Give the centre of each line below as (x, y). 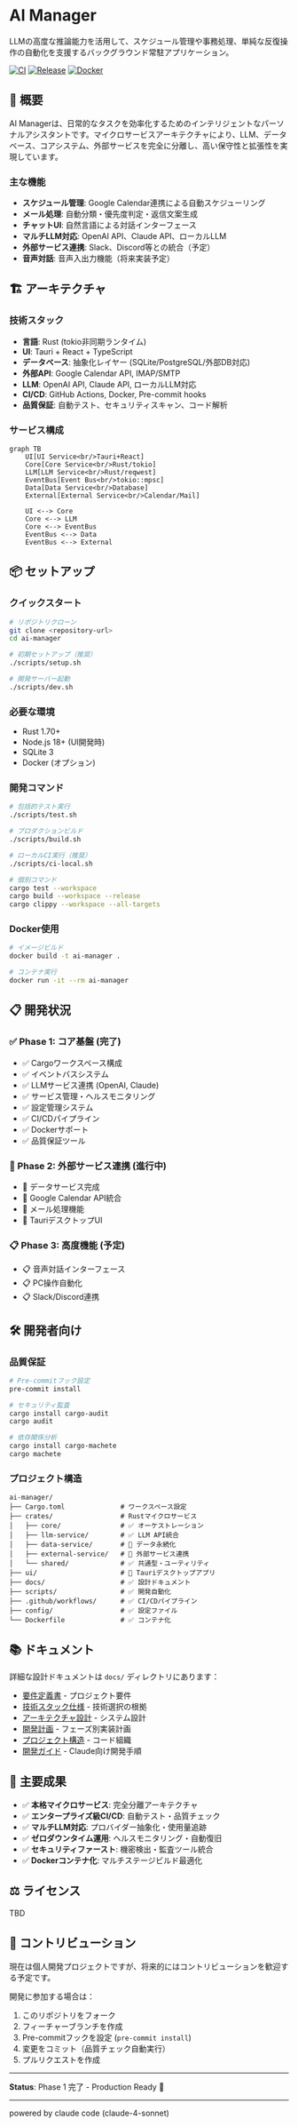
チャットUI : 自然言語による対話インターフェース (109, 225)
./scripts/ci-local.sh (51, 864)
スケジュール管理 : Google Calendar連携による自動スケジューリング (144, 203)
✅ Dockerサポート (55, 1129)
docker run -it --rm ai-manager (69, 981)
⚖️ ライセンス (45, 1891)
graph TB (25, 450)
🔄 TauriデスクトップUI (63, 1220)
